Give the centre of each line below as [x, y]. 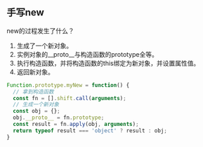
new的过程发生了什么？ [40, 31]
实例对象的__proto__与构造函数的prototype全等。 [87, 54]
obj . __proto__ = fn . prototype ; [59, 118]
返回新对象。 [35, 71]
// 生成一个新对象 [36, 105]
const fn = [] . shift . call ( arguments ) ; [70, 98]
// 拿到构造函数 [33, 92]
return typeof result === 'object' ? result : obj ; [90, 131]
